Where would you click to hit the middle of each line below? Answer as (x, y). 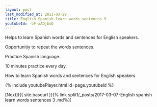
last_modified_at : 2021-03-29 (36, 14)
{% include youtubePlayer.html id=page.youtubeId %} (60, 85)
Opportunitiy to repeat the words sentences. (50, 47)
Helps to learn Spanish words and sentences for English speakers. (72, 37)
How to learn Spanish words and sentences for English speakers (70, 76)
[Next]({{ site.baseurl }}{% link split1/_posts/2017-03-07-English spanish (78, 95)
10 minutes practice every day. (36, 66)
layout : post (18, 10)
